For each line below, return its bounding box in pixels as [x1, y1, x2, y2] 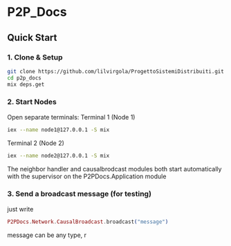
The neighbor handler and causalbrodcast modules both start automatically [7, 164, 222, 173]
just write [7, 205, 34, 213]
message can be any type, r [7, 231, 87, 239]
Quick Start [7, 32, 57, 44]
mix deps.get [7, 81, 45, 88]
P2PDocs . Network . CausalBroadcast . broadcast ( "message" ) [7, 218, 169, 225]
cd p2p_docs [7, 74, 41, 82]
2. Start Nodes [7, 97, 57, 107]
